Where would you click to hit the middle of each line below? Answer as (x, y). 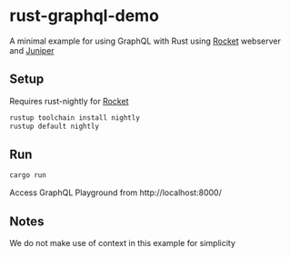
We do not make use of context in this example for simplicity (123, 243)
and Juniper (32, 50)
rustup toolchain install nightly (75, 118)
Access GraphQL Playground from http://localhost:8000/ (116, 193)
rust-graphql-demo (84, 16)
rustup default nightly (55, 126)
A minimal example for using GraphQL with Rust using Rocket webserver (145, 41)
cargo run (28, 175)
